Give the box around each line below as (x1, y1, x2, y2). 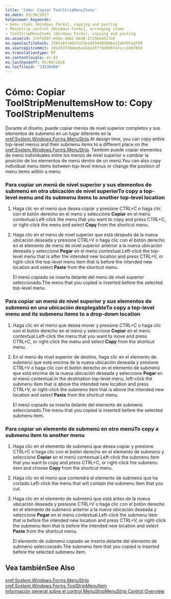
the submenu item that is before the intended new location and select (12, 522, 159, 529)
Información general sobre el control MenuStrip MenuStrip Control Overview (5, 588, 165, 594)
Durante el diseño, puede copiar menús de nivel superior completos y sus (5, 125, 161, 131)
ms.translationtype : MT (5, 50, 56, 55)
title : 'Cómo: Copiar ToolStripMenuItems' (5, 7, 97, 13)
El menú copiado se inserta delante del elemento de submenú (12, 401, 143, 408)
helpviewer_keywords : (5, 17, 52, 22)
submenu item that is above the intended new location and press (12, 381, 149, 387)
